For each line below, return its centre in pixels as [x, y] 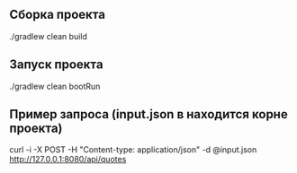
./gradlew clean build [49, 36]
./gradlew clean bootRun [55, 86]
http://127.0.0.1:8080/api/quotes [68, 160]
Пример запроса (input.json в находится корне [148, 114]
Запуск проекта [56, 65]
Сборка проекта [58, 15]
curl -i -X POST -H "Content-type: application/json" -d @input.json [133, 150]
